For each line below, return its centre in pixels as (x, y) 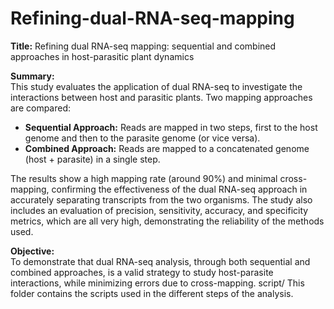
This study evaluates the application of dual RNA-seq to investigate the (156, 86)
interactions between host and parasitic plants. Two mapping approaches (161, 97)
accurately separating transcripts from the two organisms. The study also (161, 199)
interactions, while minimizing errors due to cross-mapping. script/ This (157, 283)
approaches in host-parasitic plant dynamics (102, 56)
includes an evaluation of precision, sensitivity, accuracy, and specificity (159, 210)
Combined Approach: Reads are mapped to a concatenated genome (167, 148)
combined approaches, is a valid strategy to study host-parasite (142, 272)
